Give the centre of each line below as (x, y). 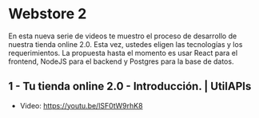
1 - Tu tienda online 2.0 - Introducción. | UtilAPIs (130, 87)
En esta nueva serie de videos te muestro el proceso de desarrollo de (123, 36)
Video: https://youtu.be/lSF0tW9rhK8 (81, 105)
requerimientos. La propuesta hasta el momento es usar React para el (123, 53)
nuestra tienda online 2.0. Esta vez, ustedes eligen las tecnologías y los (126, 44)
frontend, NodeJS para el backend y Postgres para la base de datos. (121, 61)
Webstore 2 (48, 14)
